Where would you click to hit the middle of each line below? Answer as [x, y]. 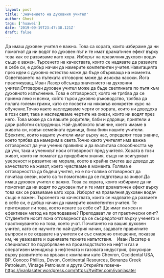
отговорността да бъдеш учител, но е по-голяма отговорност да [73, 171]
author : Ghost [20, 19]
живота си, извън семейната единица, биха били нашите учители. [74, 130]
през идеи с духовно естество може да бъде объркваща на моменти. [78, 72]
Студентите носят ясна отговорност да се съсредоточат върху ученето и [82, 218]
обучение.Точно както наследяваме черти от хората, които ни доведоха [81, 109]
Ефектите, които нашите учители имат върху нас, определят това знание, [82, 135]
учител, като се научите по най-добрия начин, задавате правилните [77, 229]
